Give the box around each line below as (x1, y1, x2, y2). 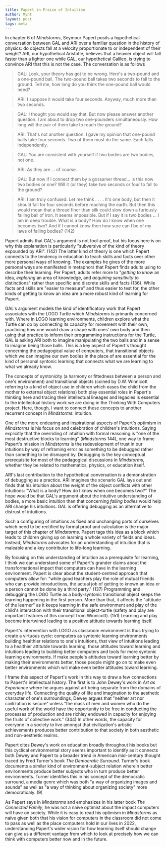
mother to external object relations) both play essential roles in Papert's (5, 389, 151, 395)
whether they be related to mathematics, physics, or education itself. (5, 462, 145, 468)
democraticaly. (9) (5, 789, 43, 796)
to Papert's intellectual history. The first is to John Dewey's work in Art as (5, 679, 155, 685)
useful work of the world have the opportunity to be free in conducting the (5, 706, 157, 712)
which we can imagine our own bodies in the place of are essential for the (5, 353, 156, 359)
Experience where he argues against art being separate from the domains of (5, 685, 161, 691)
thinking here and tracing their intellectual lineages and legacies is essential (5, 394, 160, 400)
